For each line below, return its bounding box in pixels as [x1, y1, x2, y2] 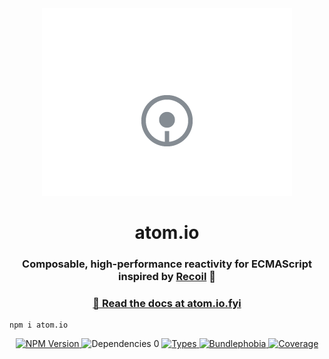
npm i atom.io [9, 320, 69, 331]
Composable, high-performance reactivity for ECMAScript [22, 257, 312, 271]
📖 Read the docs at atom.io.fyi [92, 297, 242, 311]
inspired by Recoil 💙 [118, 270, 216, 284]
